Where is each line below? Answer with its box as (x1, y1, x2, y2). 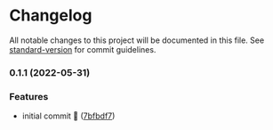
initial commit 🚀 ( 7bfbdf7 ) (21, 110, 116, 121)
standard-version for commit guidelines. (9, 44, 157, 54)
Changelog (9, 5, 92, 26)
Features (9, 90, 49, 102)
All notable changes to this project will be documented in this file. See (9, 35, 265, 45)
